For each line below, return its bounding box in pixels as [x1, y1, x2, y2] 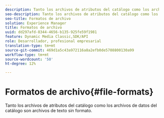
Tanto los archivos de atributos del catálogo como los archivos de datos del [5, 102, 157, 108]
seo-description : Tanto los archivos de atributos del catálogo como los [5, 12, 159, 17]
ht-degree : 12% [5, 61, 36, 66]
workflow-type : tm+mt [5, 52, 49, 57]
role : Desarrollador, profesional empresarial [5, 39, 102, 44]
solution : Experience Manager [5, 20, 67, 26]
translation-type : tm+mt [5, 43, 56, 48]
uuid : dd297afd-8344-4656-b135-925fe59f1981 [5, 30, 97, 34]
